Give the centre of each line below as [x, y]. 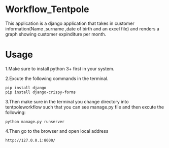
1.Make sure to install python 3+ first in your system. [60, 68]
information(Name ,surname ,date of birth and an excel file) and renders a [82, 28]
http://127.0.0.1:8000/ [30, 140]
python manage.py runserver [35, 122]
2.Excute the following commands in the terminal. [57, 78]
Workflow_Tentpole [47, 9]
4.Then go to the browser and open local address [57, 131]
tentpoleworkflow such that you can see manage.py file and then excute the [84, 107]
